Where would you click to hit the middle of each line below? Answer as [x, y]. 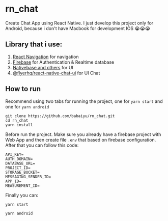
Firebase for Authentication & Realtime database [63, 62]
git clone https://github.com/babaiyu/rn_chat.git [60, 116]
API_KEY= [15, 154]
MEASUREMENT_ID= [22, 186]
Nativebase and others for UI [43, 67]
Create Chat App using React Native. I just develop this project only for [79, 23]
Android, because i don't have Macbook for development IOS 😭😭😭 [78, 28]
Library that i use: [34, 45]
